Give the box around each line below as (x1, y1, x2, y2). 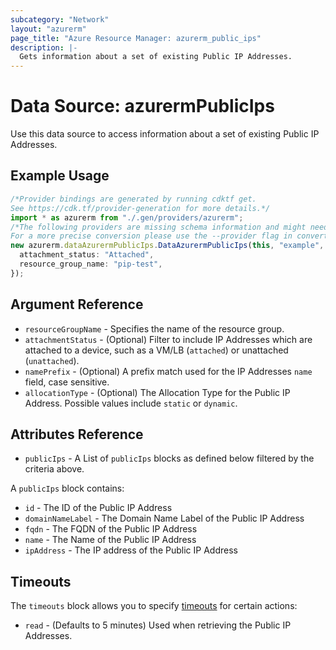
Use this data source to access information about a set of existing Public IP (10, 128, 320, 140)
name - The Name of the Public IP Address (24, 534, 197, 546)
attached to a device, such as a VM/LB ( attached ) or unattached (24, 344, 289, 356)
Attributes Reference (10, 426, 144, 443)
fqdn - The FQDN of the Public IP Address (24, 523, 198, 535)
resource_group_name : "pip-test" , (19, 259, 163, 269)
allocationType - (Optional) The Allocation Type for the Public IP (24, 386, 291, 398)
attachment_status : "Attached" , (19, 250, 155, 260)
